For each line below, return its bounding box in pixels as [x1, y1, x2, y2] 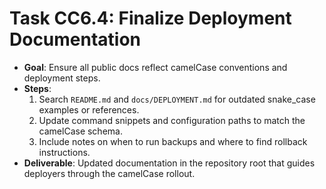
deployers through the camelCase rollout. [23, 167, 196, 179]
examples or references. [38, 103, 140, 116]
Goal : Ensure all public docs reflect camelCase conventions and [23, 61, 288, 73]
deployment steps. [23, 72, 101, 84]
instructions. [38, 146, 91, 158]
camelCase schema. [38, 125, 123, 137]
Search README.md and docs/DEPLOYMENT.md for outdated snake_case [38, 93, 316, 105]
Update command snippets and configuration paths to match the [38, 114, 306, 126]
